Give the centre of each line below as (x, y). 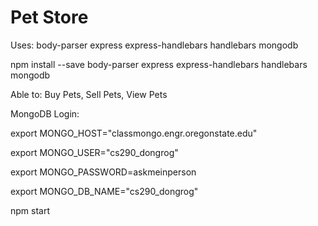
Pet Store (49, 17)
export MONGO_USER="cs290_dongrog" (94, 152)
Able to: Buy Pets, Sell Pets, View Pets (89, 94)
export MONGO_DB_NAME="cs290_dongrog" (104, 191)
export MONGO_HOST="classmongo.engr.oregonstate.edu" (134, 133)
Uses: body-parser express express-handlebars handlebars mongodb (154, 45)
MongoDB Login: (45, 113)
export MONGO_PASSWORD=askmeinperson (103, 172)
